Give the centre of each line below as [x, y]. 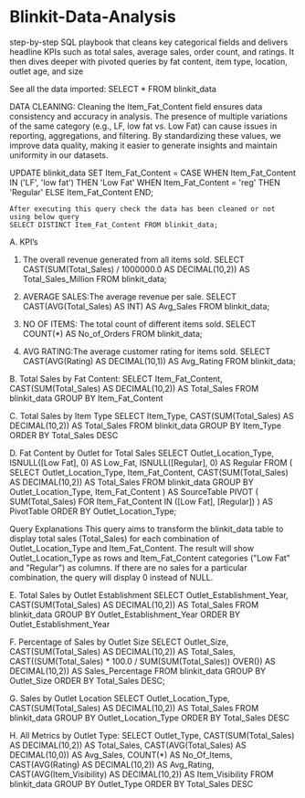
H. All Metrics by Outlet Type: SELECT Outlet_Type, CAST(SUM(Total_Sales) [152, 735]
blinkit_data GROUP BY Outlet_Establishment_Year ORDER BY [125, 614]
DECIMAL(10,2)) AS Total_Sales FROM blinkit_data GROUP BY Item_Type [146, 425]
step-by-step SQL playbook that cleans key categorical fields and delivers [149, 42]
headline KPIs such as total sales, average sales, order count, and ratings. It [152, 51]
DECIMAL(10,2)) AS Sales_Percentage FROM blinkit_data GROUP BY [138, 671]
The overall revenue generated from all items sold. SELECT [133, 259]
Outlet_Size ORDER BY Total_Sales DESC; [88, 680]
